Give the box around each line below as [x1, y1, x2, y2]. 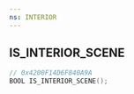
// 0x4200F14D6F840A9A [9, 69, 93, 77]
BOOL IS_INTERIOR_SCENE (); [9, 76, 108, 86]
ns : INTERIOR [9, 12, 57, 22]
